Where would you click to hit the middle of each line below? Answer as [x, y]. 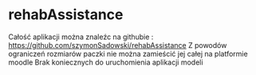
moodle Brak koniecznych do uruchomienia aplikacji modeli [106, 62]
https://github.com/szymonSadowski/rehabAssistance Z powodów [118, 45]
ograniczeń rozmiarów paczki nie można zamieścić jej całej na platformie [128, 53]
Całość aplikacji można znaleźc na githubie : [81, 37]
